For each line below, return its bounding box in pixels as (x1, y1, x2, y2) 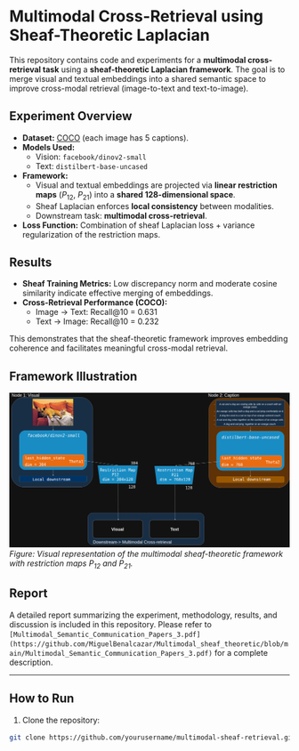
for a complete (214, 647, 269, 658)
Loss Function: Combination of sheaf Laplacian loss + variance (21, 220, 255, 230)
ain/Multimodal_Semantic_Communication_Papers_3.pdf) (9, 649, 214, 658)
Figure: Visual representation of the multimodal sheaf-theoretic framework (9, 549, 283, 560)
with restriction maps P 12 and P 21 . (9, 558, 133, 571)
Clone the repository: (21, 715, 101, 725)
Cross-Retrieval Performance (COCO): (21, 297, 167, 308)
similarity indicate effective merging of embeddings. (21, 287, 214, 299)
